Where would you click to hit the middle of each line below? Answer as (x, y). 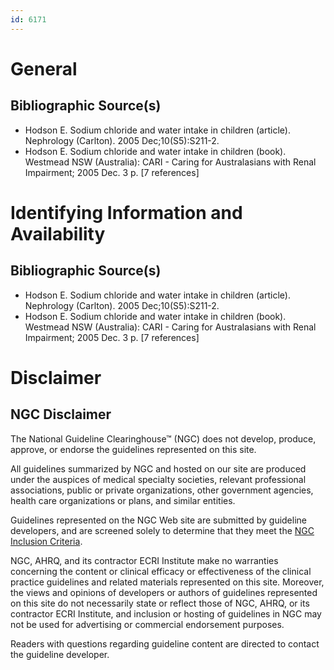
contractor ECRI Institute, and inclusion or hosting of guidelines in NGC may (166, 613)
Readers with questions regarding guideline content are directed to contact (165, 643)
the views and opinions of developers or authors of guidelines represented (164, 592)
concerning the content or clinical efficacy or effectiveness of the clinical (161, 571)
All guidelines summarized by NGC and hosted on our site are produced (158, 468)
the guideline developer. (60, 654)
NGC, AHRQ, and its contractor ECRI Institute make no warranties (144, 560)
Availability (58, 233)
